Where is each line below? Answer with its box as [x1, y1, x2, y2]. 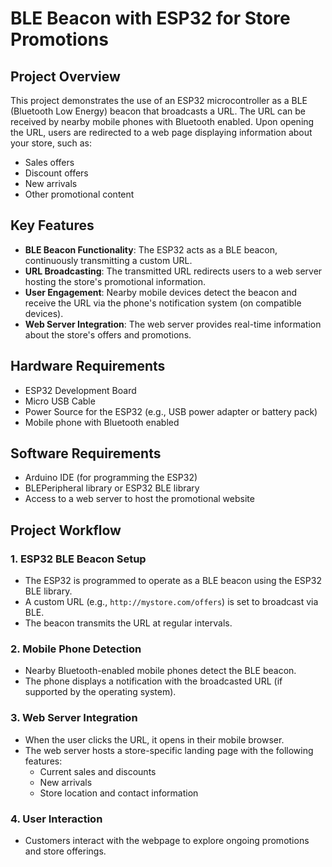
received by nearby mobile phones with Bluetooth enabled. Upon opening [10, 116, 315, 127]
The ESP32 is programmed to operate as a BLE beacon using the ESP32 [24, 575, 322, 587]
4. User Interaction [10, 812, 103, 826]
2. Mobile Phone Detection [10, 642, 142, 656]
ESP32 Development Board [24, 384, 137, 396]
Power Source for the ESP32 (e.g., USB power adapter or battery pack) [24, 405, 318, 417]
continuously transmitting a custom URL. [24, 254, 193, 266]
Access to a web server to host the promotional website [24, 493, 255, 505]
